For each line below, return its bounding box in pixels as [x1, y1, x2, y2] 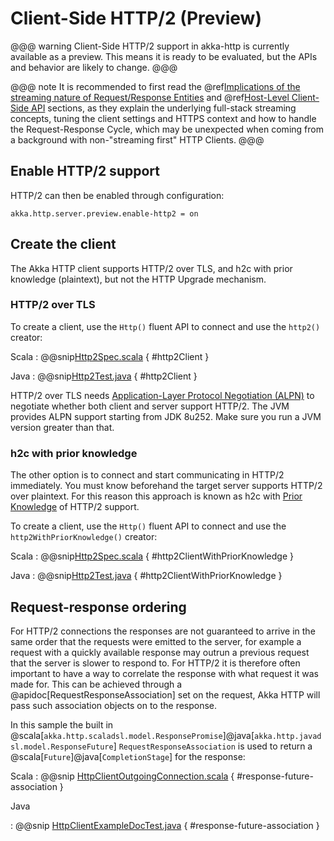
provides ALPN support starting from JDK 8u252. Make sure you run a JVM [10, 410, 322, 422]
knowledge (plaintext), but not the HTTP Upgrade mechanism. [10, 273, 267, 285]
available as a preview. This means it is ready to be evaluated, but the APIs [10, 50, 318, 62]
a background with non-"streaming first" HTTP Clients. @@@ [10, 133, 265, 146]
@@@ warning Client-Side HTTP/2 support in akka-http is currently [10, 40, 290, 52]
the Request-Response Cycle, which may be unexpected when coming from [10, 123, 324, 135]
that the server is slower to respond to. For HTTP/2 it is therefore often [10, 657, 301, 669]
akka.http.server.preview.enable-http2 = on [10, 208, 199, 219]
